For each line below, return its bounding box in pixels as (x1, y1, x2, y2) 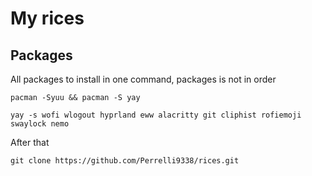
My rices (10, 7, 85, 30)
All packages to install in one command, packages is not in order (10, 73, 277, 85)
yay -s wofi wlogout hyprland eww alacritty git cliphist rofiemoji (10, 110, 302, 120)
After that (10, 137, 50, 148)
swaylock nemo (10, 119, 70, 129)
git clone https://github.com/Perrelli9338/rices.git (10, 156, 240, 166)
